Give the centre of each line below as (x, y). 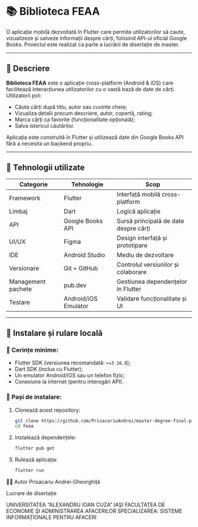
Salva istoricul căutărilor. (44, 125)
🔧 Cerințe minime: (32, 350)
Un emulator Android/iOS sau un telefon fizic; (70, 376)
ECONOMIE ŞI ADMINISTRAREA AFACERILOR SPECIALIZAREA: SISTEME (94, 511)
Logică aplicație (139, 211)
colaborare (132, 271)
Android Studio (85, 255)
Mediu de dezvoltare (145, 255)
